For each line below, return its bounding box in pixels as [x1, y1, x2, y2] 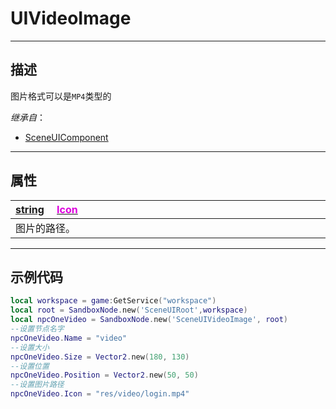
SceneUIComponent [24, 131, 109, 143]
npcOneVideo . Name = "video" [10, 333, 128, 343]
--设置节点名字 [10, 324, 65, 334]
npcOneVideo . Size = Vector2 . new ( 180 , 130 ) [10, 352, 190, 362]
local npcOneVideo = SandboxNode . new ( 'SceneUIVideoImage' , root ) [10, 315, 288, 325]
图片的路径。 [15, 221, 77, 235]
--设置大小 [10, 342, 50, 352]
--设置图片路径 [10, 380, 65, 390]
